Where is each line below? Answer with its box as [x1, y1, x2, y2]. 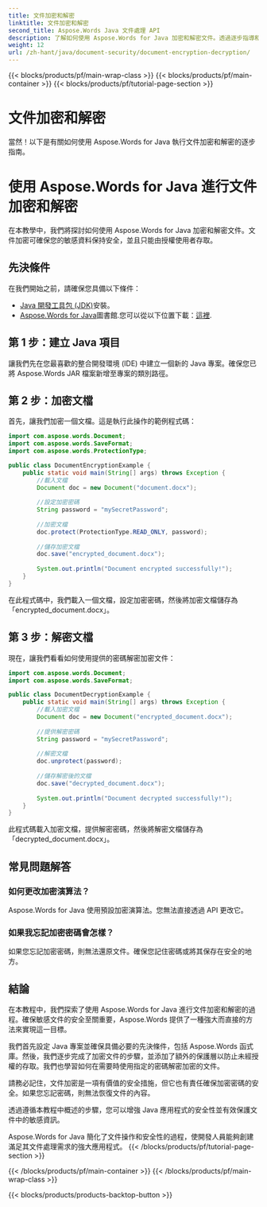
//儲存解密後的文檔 [37, 772, 91, 780]
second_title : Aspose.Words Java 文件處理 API [8, 26, 161, 34]
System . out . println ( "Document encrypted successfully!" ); [37, 565, 233, 573]
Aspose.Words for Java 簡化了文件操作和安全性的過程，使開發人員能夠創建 [8, 1132, 254, 1142]
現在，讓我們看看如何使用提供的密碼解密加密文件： [8, 653, 176, 662]
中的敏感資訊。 [14, 1115, 64, 1125]
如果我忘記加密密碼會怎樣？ [8, 927, 114, 938]
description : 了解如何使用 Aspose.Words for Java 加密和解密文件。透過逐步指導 [8, 33, 255, 42]
